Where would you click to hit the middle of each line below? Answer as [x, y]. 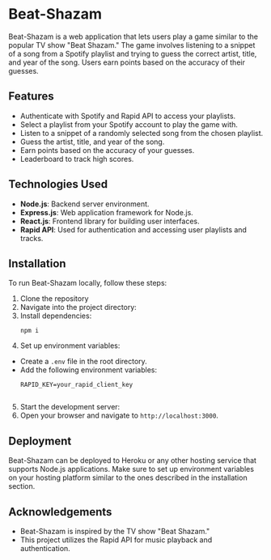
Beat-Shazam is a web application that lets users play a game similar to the [133, 36]
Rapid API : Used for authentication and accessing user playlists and [133, 229]
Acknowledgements [60, 512]
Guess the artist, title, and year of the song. [92, 142]
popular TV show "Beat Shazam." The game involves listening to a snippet [132, 45]
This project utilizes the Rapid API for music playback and [116, 540]
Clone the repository [54, 299]
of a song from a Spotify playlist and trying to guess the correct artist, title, [133, 53]
